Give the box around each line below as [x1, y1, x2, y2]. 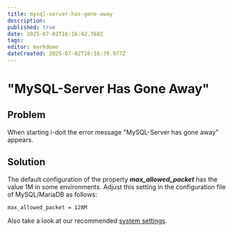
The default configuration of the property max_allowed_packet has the [7, 175, 218, 184]
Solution [7, 156, 46, 168]
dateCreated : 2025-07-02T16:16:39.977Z [7, 51, 126, 58]
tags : [7, 37, 24, 44]
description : [7, 17, 46, 24]
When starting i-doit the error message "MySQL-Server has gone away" [7, 127, 219, 136]
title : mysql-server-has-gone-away [7, 10, 113, 18]
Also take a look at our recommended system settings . [7, 216, 167, 225]
